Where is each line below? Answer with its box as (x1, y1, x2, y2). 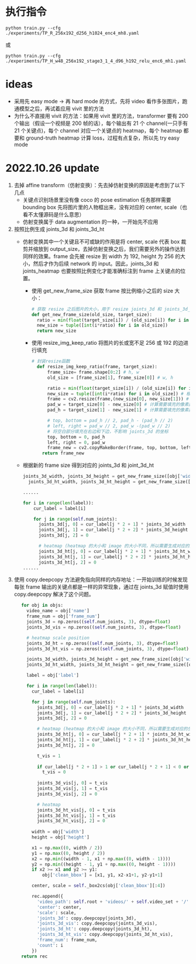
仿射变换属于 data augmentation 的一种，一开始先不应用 (22, 218, 159, 225)
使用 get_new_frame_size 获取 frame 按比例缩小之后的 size (31, 287, 174, 294)
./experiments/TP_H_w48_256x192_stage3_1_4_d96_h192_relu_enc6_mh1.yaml (5, 58, 187, 64)
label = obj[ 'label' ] (26, 673, 80, 678)
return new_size (36, 328, 77, 334)
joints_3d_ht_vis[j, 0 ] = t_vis (36, 807, 116, 813)
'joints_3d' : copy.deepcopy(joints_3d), (36, 915, 137, 921)
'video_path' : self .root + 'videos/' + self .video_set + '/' (36, 898, 190, 905)
